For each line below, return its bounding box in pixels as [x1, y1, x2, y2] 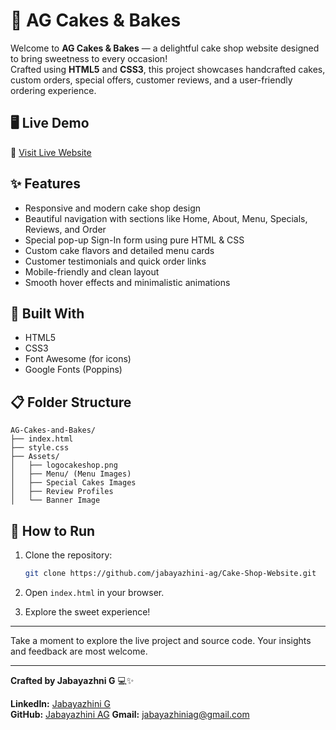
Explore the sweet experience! [24, 605, 151, 618]
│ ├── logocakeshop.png [10, 460, 118, 471]
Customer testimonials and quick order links [24, 255, 207, 267]
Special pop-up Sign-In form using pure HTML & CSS [24, 234, 245, 246]
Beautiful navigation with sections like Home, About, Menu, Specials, [24, 212, 308, 224]
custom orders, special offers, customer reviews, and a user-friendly [10, 74, 293, 86]
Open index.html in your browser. [24, 586, 165, 598]
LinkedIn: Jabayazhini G [10, 697, 111, 709]
